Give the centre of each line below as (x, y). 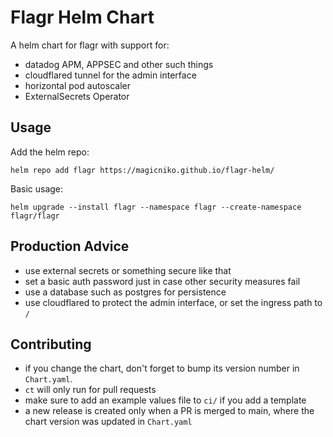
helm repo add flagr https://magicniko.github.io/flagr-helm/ (142, 170)
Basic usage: (37, 188)
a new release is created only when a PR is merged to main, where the (169, 411)
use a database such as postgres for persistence (125, 292)
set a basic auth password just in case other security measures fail (162, 281)
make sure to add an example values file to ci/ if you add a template (165, 400)
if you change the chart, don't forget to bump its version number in (162, 368)
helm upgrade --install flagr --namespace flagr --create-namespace (156, 207)
